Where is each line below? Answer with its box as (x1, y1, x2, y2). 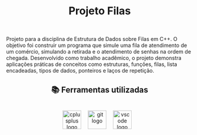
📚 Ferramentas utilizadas (51, 85, 148, 95)
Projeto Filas (68, 4, 131, 18)
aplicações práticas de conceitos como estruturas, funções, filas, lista (6, 61, 177, 68)
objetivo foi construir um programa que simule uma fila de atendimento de (6, 42, 188, 49)
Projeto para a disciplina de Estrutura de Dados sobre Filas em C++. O (6, 35, 178, 42)
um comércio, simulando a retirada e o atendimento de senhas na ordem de (6, 48, 192, 55)
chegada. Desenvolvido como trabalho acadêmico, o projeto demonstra (6, 54, 182, 61)
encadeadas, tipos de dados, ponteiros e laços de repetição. (6, 67, 154, 74)
